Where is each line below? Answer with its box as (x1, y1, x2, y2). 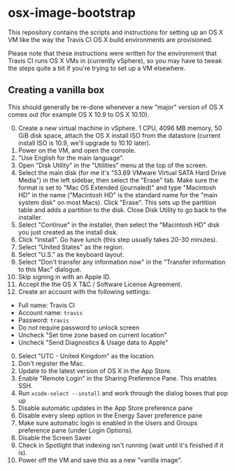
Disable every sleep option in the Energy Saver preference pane (17, 411, 203, 419)
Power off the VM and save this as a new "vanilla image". (17, 456, 183, 464)
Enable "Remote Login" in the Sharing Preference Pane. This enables (17, 374, 218, 382)
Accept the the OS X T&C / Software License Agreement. (17, 280, 183, 288)
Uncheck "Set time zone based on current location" (17, 330, 167, 339)
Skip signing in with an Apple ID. (17, 272, 111, 281)
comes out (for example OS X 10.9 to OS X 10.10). (8, 110, 150, 118)
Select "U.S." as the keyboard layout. (17, 250, 124, 258)
